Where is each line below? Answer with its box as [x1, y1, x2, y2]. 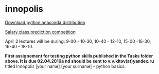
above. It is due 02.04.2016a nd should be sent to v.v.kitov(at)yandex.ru [5, 58, 154, 64]
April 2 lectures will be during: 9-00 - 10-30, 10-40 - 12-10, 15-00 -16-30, [5, 38, 151, 44]
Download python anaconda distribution [5, 19, 86, 25]
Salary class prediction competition [5, 29, 76, 35]
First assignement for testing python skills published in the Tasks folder [5, 53, 153, 59]
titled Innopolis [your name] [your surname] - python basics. [5, 63, 126, 69]
